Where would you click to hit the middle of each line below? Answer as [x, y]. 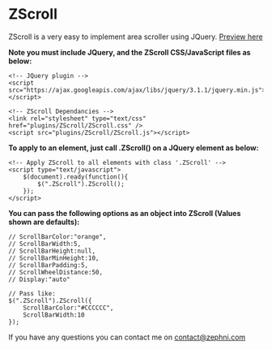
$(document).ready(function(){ [76, 177]
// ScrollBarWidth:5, [45, 244]
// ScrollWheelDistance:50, [56, 272]
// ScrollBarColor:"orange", [57, 236]
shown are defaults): [44, 222]
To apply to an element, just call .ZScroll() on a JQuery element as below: [134, 148]
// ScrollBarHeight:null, [52, 251]
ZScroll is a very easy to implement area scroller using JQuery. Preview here [136, 37]
